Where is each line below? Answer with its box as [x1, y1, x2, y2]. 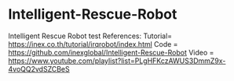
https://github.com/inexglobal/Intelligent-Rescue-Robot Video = [8, 48, 214, 57]
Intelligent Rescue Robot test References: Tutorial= [8, 31, 173, 40]
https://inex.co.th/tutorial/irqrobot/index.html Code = [8, 39, 178, 48]
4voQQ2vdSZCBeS [8, 64, 70, 73]
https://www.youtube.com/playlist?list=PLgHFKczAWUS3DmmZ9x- [8, 56, 226, 65]
